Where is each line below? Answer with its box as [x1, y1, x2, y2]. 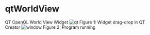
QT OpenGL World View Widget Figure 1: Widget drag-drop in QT [5, 19, 146, 25]
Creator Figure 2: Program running [5, 24, 96, 30]
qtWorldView [5, 3, 60, 14]
